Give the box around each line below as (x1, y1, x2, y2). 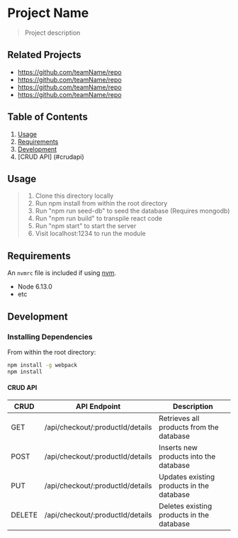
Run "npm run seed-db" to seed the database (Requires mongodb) (35, 207, 230, 215)
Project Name (7, 5, 89, 21)
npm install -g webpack (7, 362, 78, 369)
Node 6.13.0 (17, 282, 52, 291)
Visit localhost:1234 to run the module (35, 229, 147, 238)
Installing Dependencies (7, 332, 93, 342)
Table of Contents (7, 111, 89, 123)
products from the (159, 422, 220, 432)
